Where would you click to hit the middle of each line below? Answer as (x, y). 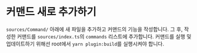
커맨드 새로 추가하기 (51, 12)
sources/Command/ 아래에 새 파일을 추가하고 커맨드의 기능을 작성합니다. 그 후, (95, 29)
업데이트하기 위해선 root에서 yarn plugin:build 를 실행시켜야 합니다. (85, 44)
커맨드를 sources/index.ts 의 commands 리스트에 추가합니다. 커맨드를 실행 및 (104, 36)
